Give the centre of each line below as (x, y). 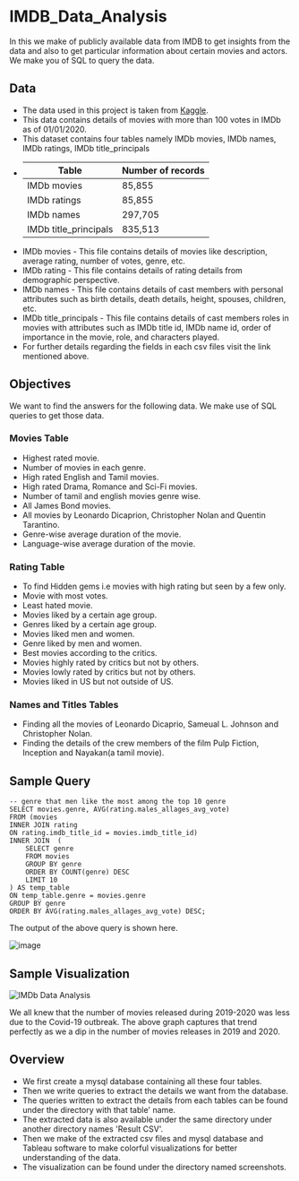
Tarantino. (41, 524)
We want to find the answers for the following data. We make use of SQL (143, 406)
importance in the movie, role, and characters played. (121, 337)
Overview (37, 1060)
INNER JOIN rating (43, 825)
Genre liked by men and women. (82, 643)
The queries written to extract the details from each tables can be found (155, 1100)
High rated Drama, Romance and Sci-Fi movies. (110, 487)
